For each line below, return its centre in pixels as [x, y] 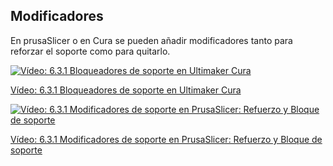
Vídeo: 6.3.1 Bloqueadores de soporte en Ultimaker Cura [126, 90]
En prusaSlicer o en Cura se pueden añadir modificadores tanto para [151, 40]
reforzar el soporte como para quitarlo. [90, 51]
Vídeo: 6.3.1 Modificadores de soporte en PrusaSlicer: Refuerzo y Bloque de [166, 139]
